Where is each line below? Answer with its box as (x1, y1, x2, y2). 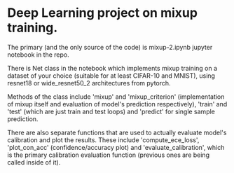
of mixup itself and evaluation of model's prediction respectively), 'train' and (7, 99, 228, 108)
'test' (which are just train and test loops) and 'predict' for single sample (7, 107, 216, 116)
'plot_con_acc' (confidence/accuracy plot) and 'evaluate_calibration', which (7, 143, 225, 151)
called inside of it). (7, 158, 61, 166)
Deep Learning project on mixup (7, 5, 198, 21)
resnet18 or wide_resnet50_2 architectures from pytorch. (7, 78, 171, 87)
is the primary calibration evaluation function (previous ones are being (7, 151, 210, 159)
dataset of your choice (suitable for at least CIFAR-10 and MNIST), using (7, 71, 216, 80)
